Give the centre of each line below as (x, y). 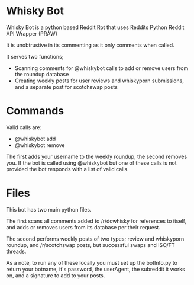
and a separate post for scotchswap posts (66, 87)
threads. (16, 251)
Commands (35, 111)
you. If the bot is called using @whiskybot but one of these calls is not (91, 163)
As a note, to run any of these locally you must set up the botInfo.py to (92, 262)
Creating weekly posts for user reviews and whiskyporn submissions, (99, 81)
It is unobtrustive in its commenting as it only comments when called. (90, 45)
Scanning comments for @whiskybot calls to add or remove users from (101, 68)
